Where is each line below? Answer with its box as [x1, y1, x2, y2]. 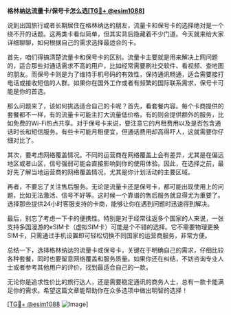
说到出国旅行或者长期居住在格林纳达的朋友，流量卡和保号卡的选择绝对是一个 [7, 21, 224, 30]
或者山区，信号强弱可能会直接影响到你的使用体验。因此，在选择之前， [19, 159, 218, 167]
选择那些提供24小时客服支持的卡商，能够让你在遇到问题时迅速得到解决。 [7, 200, 214, 208]
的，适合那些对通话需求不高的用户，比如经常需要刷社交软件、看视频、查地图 [7, 62, 224, 69]
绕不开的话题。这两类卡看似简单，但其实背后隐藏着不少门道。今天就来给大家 [7, 30, 224, 38]
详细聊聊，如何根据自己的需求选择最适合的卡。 [7, 38, 140, 47]
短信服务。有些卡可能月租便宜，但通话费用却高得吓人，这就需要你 [30, 128, 218, 136]
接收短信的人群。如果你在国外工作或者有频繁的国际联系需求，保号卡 [25, 79, 218, 86]
